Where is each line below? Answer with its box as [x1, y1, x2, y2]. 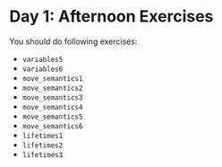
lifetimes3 [21, 150, 64, 159]
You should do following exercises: [9, 36, 138, 47]
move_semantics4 [21, 102, 83, 111]
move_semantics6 [21, 121, 83, 131]
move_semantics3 [21, 92, 83, 102]
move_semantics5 [21, 112, 83, 121]
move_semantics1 [21, 74, 83, 83]
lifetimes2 [21, 141, 64, 150]
